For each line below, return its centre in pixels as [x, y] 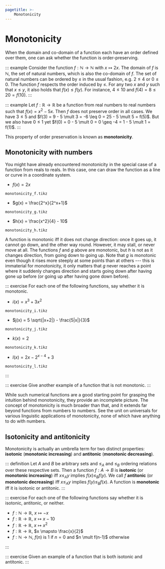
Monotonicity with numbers [49, 153]
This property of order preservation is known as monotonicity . [69, 137]
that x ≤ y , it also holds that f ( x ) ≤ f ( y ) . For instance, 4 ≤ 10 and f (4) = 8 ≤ [81, 90]
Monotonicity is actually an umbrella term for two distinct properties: [75, 449]
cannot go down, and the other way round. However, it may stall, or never [80, 245]
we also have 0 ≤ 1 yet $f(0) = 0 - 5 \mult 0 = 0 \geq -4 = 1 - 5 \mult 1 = [78, 122]
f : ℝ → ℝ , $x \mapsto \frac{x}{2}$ [48, 531]
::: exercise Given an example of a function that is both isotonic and [74, 557]
